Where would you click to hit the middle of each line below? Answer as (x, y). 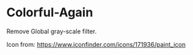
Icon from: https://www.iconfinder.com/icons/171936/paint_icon (96, 44)
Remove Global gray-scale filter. (52, 31)
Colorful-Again (50, 13)
